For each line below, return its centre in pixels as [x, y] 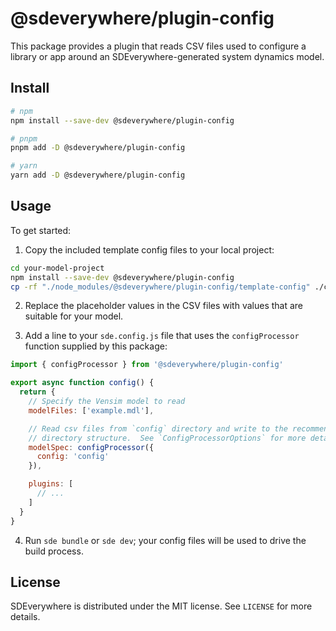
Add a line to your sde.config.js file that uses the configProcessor [162, 336]
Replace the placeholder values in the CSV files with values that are [164, 306]
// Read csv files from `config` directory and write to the [158, 428]
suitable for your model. [74, 316]
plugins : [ [51, 484]
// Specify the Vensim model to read [107, 402]
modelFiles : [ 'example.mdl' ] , [91, 410]
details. [25, 617]
